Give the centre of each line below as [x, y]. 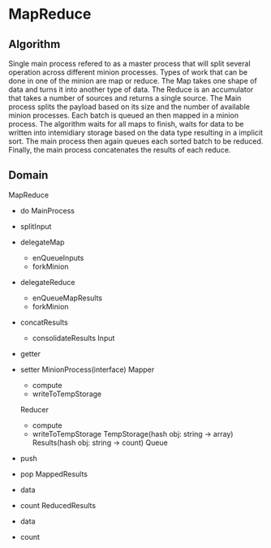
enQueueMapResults [67, 298]
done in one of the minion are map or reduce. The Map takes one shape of [133, 81]
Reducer [34, 409]
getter [30, 353]
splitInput [36, 226]
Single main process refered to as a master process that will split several [129, 63]
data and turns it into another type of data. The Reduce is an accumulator [131, 89]
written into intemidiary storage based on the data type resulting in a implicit [136, 132]
